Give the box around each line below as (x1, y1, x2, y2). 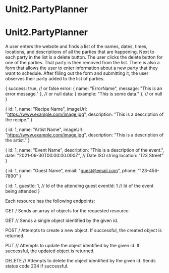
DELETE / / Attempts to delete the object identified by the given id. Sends (5, 258, 156, 264)
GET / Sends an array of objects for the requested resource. (5, 208, 130, 214)
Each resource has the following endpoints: (5, 198, 95, 204)
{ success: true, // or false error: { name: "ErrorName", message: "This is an (5, 85, 162, 92)
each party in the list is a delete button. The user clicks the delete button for (5, 54, 163, 60)
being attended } (5, 188, 40, 194)
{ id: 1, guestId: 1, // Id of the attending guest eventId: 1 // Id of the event (5, 183, 154, 189)
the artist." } (5, 138, 30, 144)
